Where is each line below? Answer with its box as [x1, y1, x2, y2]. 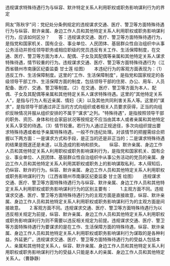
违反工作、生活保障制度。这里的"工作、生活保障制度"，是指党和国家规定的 [5, 72, 160, 78]
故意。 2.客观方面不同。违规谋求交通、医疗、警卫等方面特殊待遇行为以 [9, 205, 162, 211]
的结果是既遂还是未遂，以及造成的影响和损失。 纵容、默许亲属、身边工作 [5, 142, 163, 148]
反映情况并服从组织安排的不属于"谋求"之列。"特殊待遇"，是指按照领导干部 [9, 110, 164, 116]
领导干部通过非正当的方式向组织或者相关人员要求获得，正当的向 [25, 104, 158, 110]
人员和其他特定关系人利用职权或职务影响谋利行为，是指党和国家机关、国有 [5, 148, 160, 154]
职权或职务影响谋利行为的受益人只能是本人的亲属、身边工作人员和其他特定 [9, 249, 165, 255]
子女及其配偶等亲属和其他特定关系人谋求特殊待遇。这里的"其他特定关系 [14, 91, 163, 97]
